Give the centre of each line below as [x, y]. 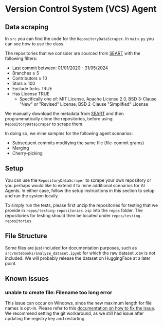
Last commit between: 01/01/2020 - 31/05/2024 [60, 68]
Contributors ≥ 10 [30, 78]
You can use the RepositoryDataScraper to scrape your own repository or [78, 180]
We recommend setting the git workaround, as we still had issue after [74, 313]
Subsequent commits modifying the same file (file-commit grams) [78, 143]
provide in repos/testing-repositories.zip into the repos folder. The [74, 210]
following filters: [21, 58]
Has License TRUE [31, 94]
